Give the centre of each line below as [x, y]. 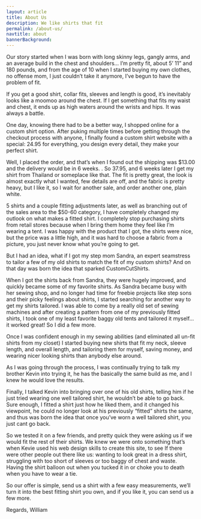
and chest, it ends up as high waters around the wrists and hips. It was [94, 107]
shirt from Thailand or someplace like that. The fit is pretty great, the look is [99, 175]
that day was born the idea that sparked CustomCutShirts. [78, 269]
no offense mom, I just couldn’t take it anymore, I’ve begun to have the [93, 76]
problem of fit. [24, 82]
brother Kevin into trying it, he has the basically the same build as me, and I [99, 374]
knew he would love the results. [45, 380]
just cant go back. [28, 424]
